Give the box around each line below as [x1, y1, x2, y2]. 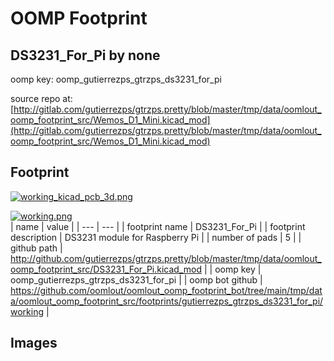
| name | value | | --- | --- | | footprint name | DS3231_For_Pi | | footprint [10, 220, 306, 232]
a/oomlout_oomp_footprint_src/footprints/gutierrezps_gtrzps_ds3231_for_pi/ [10, 295, 324, 307]
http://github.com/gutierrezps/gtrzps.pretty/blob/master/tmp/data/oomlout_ [10, 252, 322, 264]
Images [10, 335, 58, 352]
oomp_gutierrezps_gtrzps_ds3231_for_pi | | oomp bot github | [10, 273, 263, 286]
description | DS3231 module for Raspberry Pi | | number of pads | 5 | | [10, 231, 302, 243]
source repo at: [10, 93, 73, 104]
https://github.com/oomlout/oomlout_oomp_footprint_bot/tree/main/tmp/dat [10, 284, 323, 296]
